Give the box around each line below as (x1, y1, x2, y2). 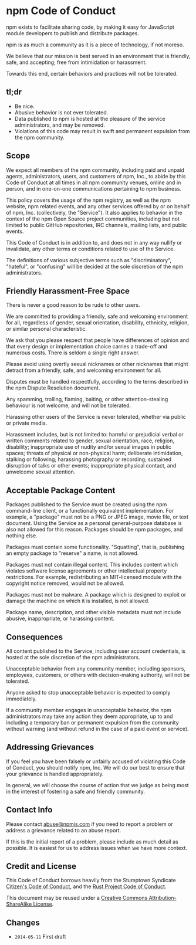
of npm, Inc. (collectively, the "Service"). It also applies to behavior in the (6, 209, 183, 216)
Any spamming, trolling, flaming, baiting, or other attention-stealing (6, 396, 168, 403)
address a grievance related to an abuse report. (6, 827, 121, 834)
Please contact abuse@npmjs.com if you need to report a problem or (6, 820, 173, 828)
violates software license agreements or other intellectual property (6, 567, 167, 574)
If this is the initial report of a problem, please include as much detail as (6, 838, 178, 845)
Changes (6, 917, 40, 927)
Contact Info (6, 805, 53, 815)
